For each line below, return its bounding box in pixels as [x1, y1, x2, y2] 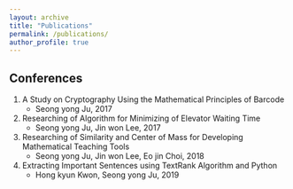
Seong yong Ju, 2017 [35, 104, 112, 114]
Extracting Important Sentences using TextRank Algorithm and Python [21, 161, 278, 171]
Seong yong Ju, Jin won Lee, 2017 [35, 122, 161, 133]
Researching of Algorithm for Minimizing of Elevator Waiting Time [21, 113, 261, 124]
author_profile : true [9, 37, 89, 47]
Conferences [9, 70, 83, 85]
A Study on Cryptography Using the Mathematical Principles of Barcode [21, 94, 285, 105]
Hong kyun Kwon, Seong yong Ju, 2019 [35, 169, 180, 180]
